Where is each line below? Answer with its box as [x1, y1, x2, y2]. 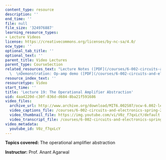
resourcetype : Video [5, 80, 48, 85]
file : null [5, 21, 28, 26]
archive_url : [9, 103, 37, 108]
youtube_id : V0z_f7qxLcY [9, 126, 61, 131]
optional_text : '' [5, 53, 43, 58]
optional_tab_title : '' [5, 48, 54, 53]
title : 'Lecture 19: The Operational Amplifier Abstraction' [5, 90, 134, 95]
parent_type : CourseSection [5, 62, 63, 67]
